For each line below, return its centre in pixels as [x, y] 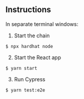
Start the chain [32, 36]
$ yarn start [21, 68]
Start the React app [37, 57]
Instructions [28, 10]
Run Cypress [29, 79]
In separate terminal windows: [42, 24]
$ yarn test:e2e [25, 90]
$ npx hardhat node [29, 46]
